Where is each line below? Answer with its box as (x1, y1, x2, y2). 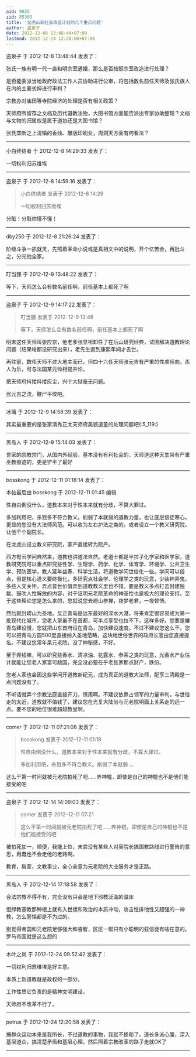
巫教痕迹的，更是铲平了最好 (6, 459, 73, 466)
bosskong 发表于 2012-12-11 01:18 (20, 736, 101, 743)
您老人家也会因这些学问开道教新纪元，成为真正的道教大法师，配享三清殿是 (6, 671, 185, 678)
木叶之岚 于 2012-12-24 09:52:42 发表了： (6, 951, 108, 957)
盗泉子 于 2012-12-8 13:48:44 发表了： (6, 53, 99, 59)
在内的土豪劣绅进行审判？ (6, 85, 68, 91)
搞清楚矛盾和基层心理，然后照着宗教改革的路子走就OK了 (31, 1038, 167, 1045)
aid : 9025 (6, 8, 30, 15)
